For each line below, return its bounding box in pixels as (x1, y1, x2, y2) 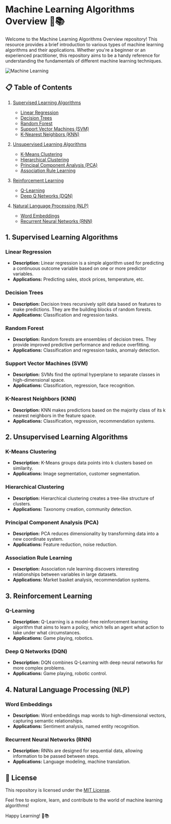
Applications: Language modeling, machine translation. (12, 758, 131, 765)
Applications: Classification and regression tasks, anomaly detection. (12, 347, 160, 354)
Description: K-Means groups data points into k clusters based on (12, 460, 153, 466)
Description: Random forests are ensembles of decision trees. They (12, 336, 157, 342)
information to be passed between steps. (12, 753, 100, 759)
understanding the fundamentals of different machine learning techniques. (5, 57, 163, 64)
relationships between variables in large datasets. (12, 571, 118, 578)
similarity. (12, 465, 33, 472)
